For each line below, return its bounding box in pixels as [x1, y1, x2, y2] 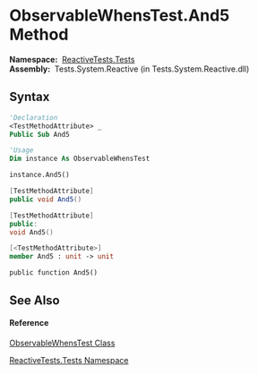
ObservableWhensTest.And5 [9, 5, 230, 26]
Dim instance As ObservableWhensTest [9, 154, 150, 164]
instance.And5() [9, 171, 70, 180]
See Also [9, 293, 60, 308]
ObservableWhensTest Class [9, 337, 116, 348]
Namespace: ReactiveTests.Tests [9, 54, 135, 64]
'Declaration [9, 113, 58, 122]
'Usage [9, 146, 34, 155]
